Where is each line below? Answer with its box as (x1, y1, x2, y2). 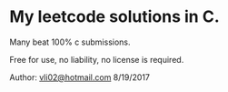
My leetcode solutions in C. (9, 6, 220, 27)
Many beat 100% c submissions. (9, 36, 131, 47)
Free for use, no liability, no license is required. (9, 54, 184, 65)
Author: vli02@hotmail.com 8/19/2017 (9, 71, 150, 83)
